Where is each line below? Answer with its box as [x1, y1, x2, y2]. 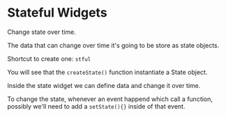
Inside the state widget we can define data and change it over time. [7, 81, 201, 89]
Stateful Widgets [7, 5, 107, 21]
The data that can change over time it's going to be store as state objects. [7, 41, 220, 49]
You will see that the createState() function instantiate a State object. [7, 68, 208, 76]
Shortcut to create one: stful [7, 54, 91, 63]
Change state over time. [7, 28, 77, 36]
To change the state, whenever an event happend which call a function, [7, 95, 213, 103]
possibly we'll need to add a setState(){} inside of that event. [7, 102, 186, 110]
